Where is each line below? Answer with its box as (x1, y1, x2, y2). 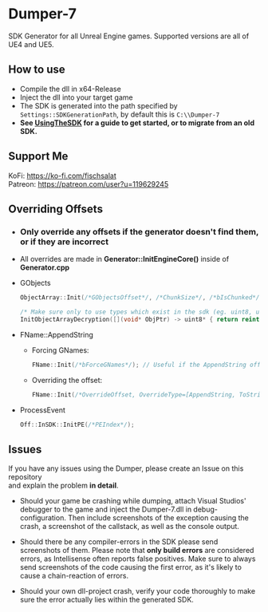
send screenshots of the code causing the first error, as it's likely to (19, 563, 242, 572)
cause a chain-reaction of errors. (19, 571, 129, 581)
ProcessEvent (19, 405, 66, 415)
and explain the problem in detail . (8, 480, 119, 491)
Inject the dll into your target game (19, 93, 133, 102)
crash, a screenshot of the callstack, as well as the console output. (19, 522, 239, 531)
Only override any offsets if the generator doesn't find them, (19, 226, 259, 237)
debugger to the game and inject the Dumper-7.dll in (19, 504, 192, 515)
